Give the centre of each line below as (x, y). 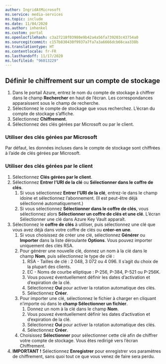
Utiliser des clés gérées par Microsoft (51, 137)
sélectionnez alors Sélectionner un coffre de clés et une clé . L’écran (90, 214)
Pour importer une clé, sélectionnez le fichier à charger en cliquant (88, 298)
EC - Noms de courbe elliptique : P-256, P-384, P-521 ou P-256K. (94, 272)
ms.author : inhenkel (27, 28)
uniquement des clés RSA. (47, 245)
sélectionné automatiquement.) (52, 203)
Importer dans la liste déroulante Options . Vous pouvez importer (86, 240)
